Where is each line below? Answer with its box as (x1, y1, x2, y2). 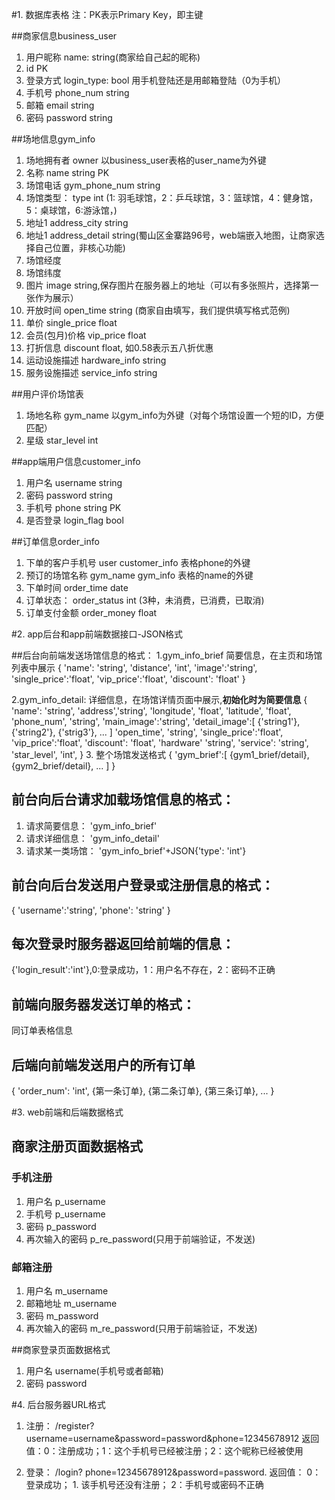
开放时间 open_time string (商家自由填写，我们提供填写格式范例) (25, 304, 291, 316)
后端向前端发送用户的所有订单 (11, 1056, 196, 1073)
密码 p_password (25, 1220, 97, 1232)
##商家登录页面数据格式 (11, 1344, 111, 1356)
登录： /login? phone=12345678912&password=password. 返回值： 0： (25, 1466, 322, 1478)
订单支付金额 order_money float (25, 607, 158, 618)
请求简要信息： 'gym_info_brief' (25, 819, 158, 832)
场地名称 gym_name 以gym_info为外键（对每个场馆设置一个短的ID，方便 (25, 409, 325, 421)
